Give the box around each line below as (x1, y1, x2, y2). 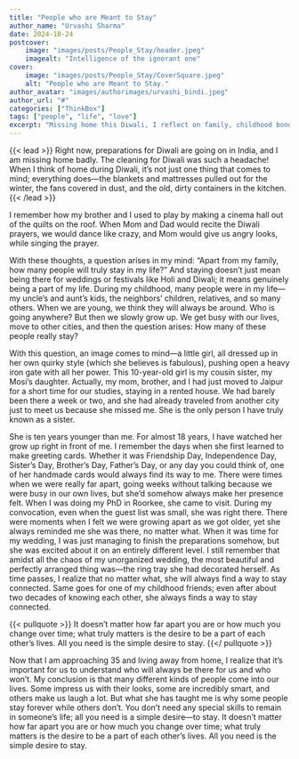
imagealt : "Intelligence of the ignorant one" (25, 54, 201, 63)
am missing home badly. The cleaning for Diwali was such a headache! (9, 155, 270, 165)
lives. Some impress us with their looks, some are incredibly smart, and (9, 683, 270, 694)
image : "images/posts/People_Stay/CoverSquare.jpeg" (25, 71, 225, 80)
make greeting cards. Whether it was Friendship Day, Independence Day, (9, 450, 278, 461)
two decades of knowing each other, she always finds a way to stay (9, 593, 258, 602)
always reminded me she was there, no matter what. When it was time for (9, 526, 279, 537)
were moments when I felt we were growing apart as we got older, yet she (9, 517, 281, 527)
